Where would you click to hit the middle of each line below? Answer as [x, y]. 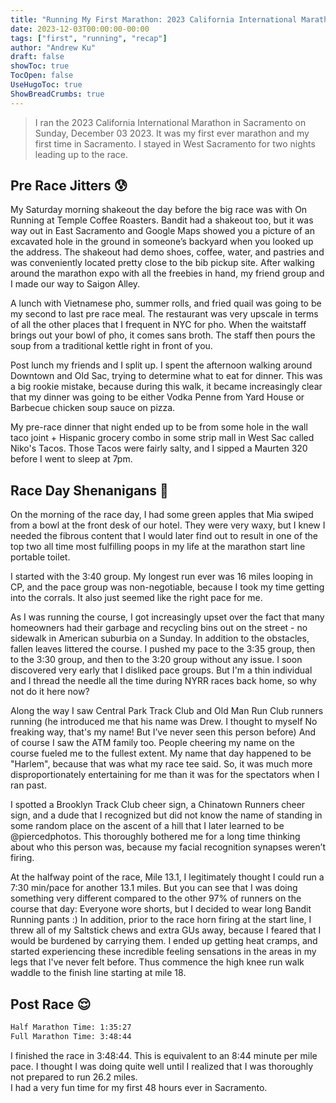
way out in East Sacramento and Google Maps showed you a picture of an [162, 231]
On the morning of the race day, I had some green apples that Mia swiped [162, 515]
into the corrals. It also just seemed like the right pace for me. [136, 598]
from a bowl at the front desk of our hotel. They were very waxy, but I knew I [168, 525]
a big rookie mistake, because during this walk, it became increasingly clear [166, 387]
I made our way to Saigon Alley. [75, 284]
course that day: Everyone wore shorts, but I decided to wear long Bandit [161, 909]
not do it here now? [50, 692]
